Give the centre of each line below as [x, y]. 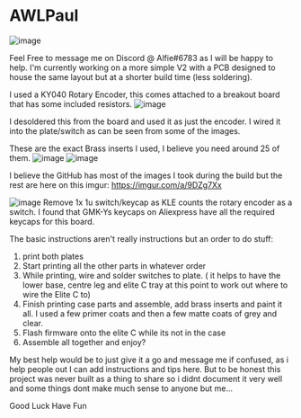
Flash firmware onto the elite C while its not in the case [124, 333]
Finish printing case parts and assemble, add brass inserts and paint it [152, 304]
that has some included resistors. [71, 103]
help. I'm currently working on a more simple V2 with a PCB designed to [142, 67]
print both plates [53, 256]
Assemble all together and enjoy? [84, 342]
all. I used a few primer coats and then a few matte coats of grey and [150, 313]
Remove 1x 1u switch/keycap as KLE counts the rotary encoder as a [168, 202]
